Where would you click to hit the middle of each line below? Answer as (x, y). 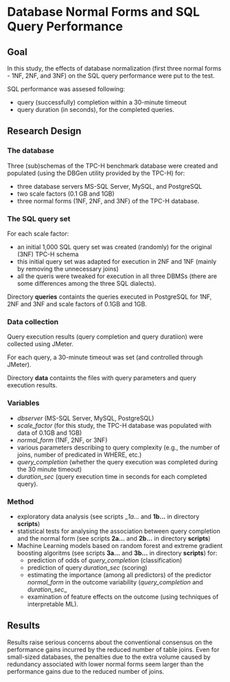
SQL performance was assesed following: (66, 89)
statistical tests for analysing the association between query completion (119, 531)
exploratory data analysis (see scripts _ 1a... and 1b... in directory (108, 516)
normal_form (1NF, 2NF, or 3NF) (62, 440)
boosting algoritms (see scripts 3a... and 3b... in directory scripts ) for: (117, 553)
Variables (23, 403)
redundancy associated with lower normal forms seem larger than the (105, 664)
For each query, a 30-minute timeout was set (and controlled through (105, 357)
